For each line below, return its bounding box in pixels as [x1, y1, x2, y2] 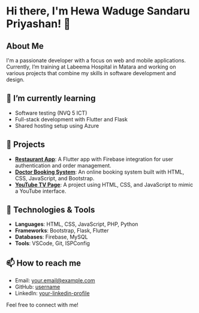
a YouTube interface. [14, 187, 67, 195]
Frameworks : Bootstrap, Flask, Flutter [14, 227, 109, 234]
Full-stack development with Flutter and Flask [14, 115, 128, 123]
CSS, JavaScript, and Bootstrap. [14, 174, 95, 181]
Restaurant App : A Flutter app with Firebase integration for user [14, 155, 174, 163]
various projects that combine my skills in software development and [6, 70, 176, 76]
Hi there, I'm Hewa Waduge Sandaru [6, 4, 190, 18]
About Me [6, 41, 44, 51]
